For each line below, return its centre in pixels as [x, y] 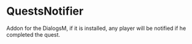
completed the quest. [33, 34]
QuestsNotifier [45, 11]
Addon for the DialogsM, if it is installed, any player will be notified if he [96, 28]
